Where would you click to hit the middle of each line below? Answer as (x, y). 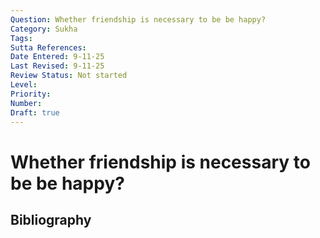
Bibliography (51, 219)
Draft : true (35, 112)
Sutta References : (48, 47)
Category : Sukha (44, 29)
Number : (26, 103)
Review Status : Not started (69, 76)
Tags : (21, 38)
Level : (24, 85)
